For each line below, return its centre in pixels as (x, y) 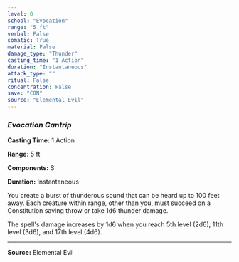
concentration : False (39, 87)
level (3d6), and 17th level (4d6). (55, 232)
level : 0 (20, 14)
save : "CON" (25, 93)
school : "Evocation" (38, 21)
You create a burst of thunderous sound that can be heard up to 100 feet (113, 196)
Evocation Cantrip (40, 125)
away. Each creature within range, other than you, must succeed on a (109, 203)
